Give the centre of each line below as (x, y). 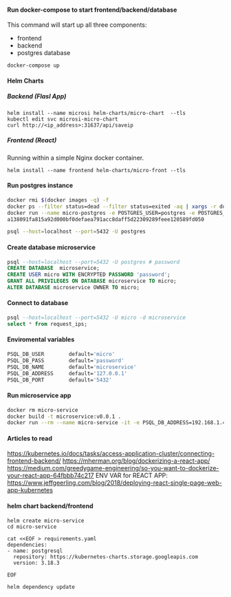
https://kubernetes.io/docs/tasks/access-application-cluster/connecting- (111, 454)
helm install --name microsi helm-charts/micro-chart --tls (97, 113)
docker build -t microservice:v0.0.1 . (64, 417)
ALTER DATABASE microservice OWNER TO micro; (73, 288)
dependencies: (27, 545)
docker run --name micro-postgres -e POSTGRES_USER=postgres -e (101, 213)
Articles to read (30, 438)
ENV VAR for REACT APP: (132, 476)
